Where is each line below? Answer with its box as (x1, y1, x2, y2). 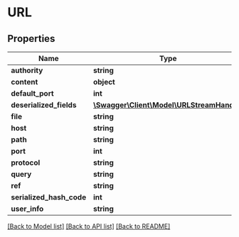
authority (11, 65, 43, 75)
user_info (11, 204, 44, 214)
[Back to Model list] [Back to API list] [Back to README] (7, 222, 171, 231)
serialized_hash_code (11, 192, 87, 202)
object (92, 77, 115, 87)
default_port (11, 89, 55, 98)
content (11, 77, 38, 87)
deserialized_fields (11, 100, 77, 110)
